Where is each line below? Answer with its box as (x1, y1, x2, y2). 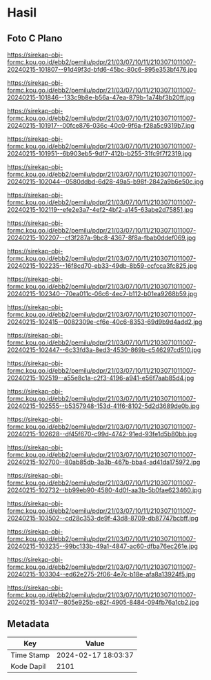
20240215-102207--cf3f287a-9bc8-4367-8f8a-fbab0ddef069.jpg (7, 233, 197, 242)
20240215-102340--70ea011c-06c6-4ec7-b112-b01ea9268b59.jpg (7, 290, 198, 298)
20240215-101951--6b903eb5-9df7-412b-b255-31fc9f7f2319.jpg (7, 150, 192, 157)
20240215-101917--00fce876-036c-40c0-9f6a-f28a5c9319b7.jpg (7, 122, 195, 129)
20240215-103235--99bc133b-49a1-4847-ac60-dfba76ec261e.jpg (7, 542, 199, 550)
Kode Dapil (10, 661, 46, 671)
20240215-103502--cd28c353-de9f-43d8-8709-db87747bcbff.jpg (7, 514, 199, 522)
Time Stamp (10, 650, 50, 660)
